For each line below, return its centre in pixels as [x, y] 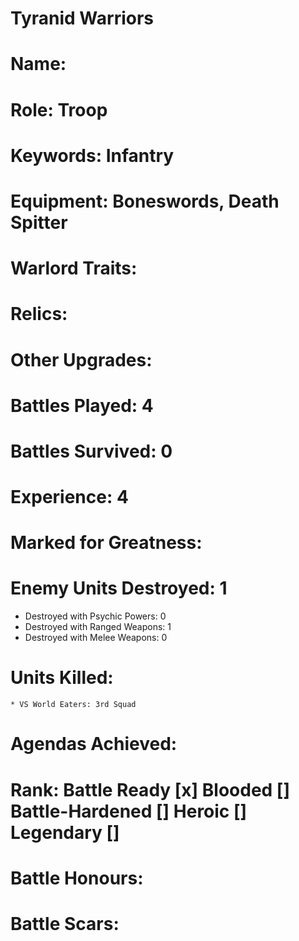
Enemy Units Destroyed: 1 [119, 588]
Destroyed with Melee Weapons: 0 [96, 638]
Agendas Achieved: [94, 744]
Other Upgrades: [81, 359]
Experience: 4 [69, 497]
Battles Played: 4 [82, 405]
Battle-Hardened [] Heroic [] [129, 811]
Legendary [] [65, 832]
